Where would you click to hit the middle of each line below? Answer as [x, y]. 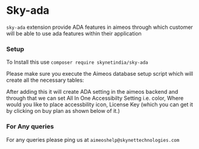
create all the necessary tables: [45, 80]
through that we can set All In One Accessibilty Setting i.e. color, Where [95, 98]
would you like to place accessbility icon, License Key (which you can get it [100, 105]
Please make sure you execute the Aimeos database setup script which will [100, 74]
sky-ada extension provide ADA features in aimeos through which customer [99, 27]
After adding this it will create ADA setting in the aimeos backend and [92, 92]
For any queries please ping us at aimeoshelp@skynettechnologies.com [93, 139]
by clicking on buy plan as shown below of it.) [63, 111]
